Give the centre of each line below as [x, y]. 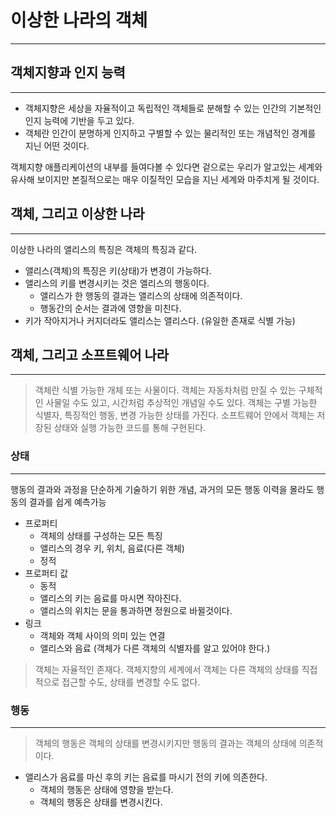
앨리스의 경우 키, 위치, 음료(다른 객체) [112, 548]
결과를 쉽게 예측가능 [67, 502]
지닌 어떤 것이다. [57, 145]
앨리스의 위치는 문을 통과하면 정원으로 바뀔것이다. [136, 610]
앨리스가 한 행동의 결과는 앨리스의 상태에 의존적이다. [141, 295]
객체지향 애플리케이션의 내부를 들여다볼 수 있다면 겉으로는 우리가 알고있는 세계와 [166, 167]
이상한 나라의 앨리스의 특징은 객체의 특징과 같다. [104, 249]
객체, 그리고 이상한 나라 [77, 214]
